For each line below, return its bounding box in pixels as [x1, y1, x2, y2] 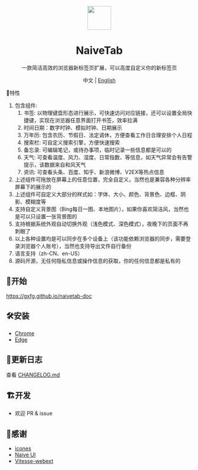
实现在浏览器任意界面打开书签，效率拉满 [39, 117, 138, 124]
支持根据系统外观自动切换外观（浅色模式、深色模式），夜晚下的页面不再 [14, 220, 189, 227]
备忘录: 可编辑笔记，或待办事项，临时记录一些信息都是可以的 [23, 146, 172, 153]
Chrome [14, 330, 35, 337]
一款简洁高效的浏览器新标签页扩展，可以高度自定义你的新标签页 [21, 64, 177, 71]
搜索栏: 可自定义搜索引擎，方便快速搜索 [23, 139, 120, 146]
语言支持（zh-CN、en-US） [14, 250, 83, 257]
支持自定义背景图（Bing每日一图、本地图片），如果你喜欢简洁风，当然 [14, 205, 184, 213]
